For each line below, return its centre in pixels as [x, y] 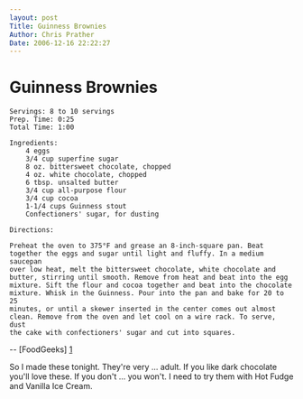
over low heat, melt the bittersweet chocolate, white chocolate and [143, 270]
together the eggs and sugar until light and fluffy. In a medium [137, 254]
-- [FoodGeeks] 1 [41, 349]
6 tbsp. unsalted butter [72, 183]
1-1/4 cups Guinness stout [76, 207]
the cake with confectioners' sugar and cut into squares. [123, 333]
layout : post [34, 18]
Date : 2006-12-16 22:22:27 [60, 43]
